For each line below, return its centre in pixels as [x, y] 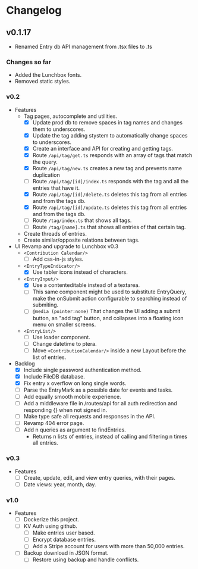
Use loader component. [61, 337]
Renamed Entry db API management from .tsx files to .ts [84, 46]
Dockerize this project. [51, 519]
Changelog [34, 10]
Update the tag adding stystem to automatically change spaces [110, 135]
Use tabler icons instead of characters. [80, 272]
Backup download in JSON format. [66, 553]
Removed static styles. [43, 82]
